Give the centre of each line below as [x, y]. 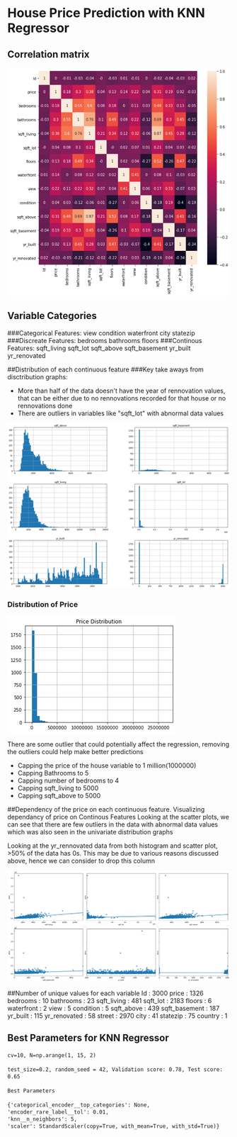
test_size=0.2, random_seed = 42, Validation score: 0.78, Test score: [115, 1069]
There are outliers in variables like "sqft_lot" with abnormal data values [121, 413]
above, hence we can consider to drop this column [81, 861]
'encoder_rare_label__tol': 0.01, [58, 1112]
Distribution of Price [43, 604]
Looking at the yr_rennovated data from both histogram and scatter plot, [112, 846]
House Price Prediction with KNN [106, 13]
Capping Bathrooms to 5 [53, 773]
